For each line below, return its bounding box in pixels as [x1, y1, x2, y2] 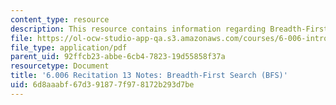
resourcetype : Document [10, 61, 110, 71]
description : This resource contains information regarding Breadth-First [10, 24, 329, 34]
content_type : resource [10, 14, 110, 25]
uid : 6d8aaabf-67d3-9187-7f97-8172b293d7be [10, 80, 195, 90]
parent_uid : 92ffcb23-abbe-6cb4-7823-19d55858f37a [10, 52, 226, 62]
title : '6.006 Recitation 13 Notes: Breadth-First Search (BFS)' [10, 71, 288, 81]
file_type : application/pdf [10, 42, 128, 53]
